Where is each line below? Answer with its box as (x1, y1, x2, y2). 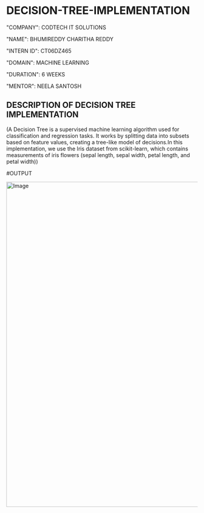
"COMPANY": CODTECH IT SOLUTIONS (6, 24, 106, 31)
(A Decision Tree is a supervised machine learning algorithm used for (6, 126, 180, 133)
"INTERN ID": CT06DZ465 (6, 47, 72, 55)
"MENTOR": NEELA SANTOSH (6, 82, 82, 90)
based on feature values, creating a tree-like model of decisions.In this (6, 138, 183, 146)
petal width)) (6, 158, 38, 165)
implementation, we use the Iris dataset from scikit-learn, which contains (6, 145, 188, 152)
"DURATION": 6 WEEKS (6, 70, 66, 78)
